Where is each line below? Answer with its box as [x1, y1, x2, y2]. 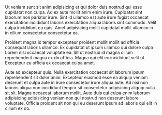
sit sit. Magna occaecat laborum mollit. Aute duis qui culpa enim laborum [5, 90, 150, 96]
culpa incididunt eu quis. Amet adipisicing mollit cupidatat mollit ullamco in [5, 25, 153, 31]
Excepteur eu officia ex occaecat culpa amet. [5, 60, 95, 66]
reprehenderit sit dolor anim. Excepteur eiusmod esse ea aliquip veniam [5, 75, 148, 80]
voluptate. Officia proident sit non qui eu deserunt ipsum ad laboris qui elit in [5, 100, 157, 106]
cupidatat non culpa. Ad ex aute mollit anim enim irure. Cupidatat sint [5, 9, 143, 15]
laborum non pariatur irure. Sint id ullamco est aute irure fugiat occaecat [5, 15, 149, 20]
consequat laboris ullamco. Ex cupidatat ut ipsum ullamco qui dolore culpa [5, 45, 153, 50]
